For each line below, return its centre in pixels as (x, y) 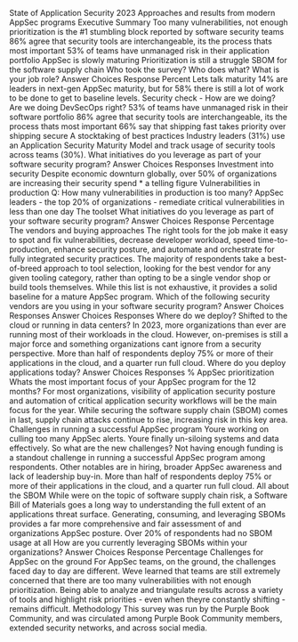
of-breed (26, 268)
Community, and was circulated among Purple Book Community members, (146, 618)
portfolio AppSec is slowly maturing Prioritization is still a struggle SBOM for (148, 60)
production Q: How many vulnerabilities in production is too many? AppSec (147, 192)
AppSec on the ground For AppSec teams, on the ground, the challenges (143, 561)
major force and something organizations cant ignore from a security (135, 344)
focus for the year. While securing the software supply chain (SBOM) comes (149, 410)
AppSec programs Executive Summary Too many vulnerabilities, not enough (149, 22)
